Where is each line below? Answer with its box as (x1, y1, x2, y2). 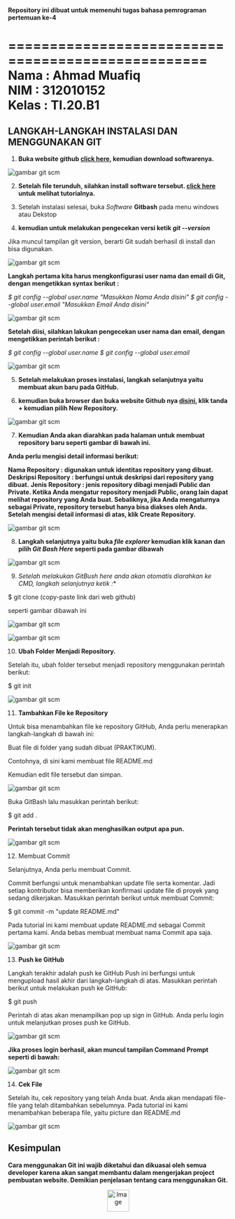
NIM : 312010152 (8, 83, 106, 99)
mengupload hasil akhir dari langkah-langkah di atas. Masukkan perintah (8, 976, 218, 985)
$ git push (8, 997, 37, 1006)
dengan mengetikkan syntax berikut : (8, 279, 120, 288)
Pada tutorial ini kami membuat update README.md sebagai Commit (8, 921, 206, 929)
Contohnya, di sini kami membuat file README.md (8, 757, 153, 765)
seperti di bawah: (8, 1053, 60, 1061)
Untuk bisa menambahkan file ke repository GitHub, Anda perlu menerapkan (8, 722, 228, 731)
